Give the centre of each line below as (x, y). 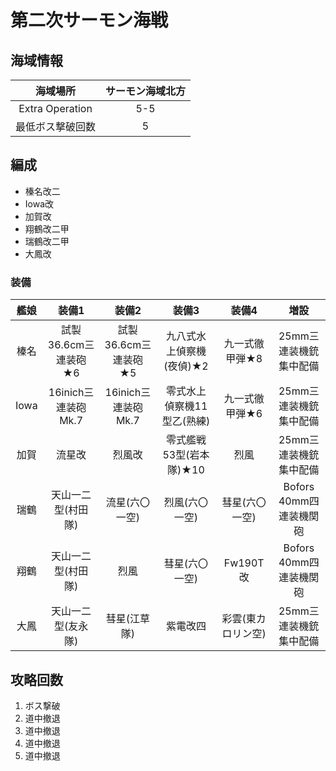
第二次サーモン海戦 (89, 20)
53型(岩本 (186, 455)
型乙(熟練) (186, 421)
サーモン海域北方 (146, 91)
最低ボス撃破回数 (56, 126)
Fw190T (244, 563)
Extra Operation (55, 108)
